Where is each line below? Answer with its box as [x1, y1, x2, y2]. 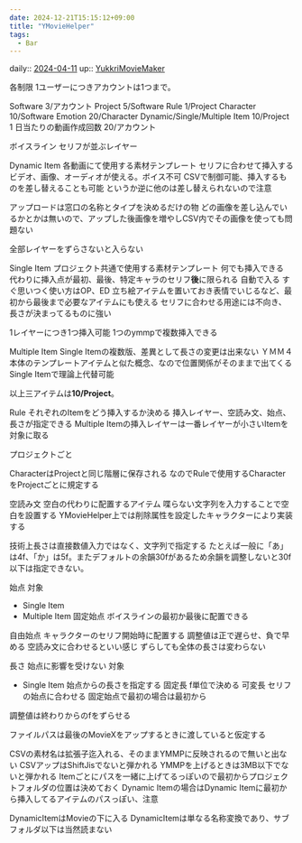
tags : [9, 30, 30, 39]
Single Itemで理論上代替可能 [9, 369, 114, 380]
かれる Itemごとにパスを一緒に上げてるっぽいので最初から [32, 771, 250, 782]
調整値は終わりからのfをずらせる [9, 710, 131, 721]
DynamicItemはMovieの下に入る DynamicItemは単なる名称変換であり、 [9, 813, 274, 824]
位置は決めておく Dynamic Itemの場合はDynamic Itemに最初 [56, 783, 279, 793]
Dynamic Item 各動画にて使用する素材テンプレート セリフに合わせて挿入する [9, 160, 294, 171]
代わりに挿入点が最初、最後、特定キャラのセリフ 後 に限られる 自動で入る [9, 274, 280, 285]
